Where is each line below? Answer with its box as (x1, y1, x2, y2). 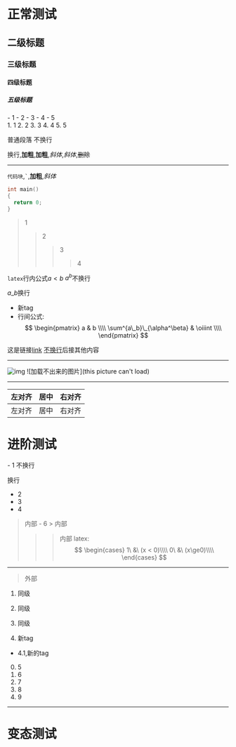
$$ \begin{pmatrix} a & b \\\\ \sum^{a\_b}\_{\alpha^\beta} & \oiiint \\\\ (24, 324, 223, 332)
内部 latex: (59, 534, 90, 543)
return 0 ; (13, 199, 42, 206)
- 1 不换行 (7, 461, 35, 470)
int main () (7, 186, 39, 193)
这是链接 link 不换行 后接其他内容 (7, 345, 100, 355)
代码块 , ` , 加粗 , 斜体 (7, 172, 56, 180)
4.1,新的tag (17, 649, 49, 657)
